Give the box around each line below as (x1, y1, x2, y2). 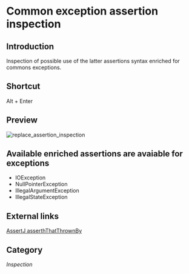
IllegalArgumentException (15, 187, 80, 195)
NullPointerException (15, 181, 68, 188)
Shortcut (6, 81, 41, 92)
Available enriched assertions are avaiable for (6, 149, 183, 159)
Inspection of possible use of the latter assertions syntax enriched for (6, 58, 180, 64)
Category (6, 244, 43, 255)
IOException (15, 174, 46, 181)
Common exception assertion (6, 4, 159, 18)
